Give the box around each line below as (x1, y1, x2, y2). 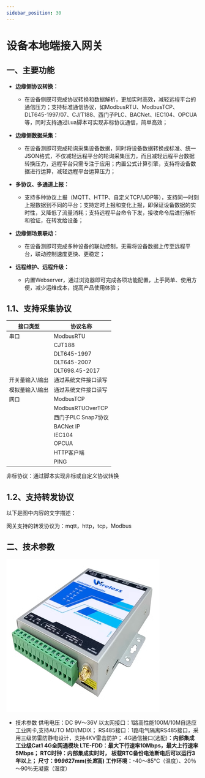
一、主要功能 (6, 65, 55, 76)
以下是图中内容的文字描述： (6, 509, 76, 517)
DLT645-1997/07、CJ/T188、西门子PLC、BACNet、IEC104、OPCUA (24, 111, 198, 118)
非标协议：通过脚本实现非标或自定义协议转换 (6, 472, 119, 480)
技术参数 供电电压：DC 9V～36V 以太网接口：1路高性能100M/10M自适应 (15, 719, 197, 726)
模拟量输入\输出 (9, 386, 49, 393)
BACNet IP (54, 422, 81, 430)
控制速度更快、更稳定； (45, 250, 105, 257)
